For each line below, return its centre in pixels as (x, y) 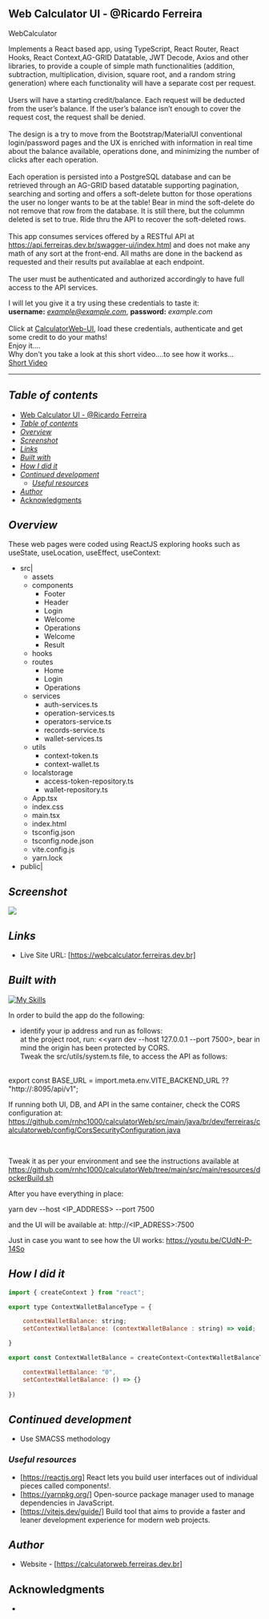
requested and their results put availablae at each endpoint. (106, 261)
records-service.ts (74, 731)
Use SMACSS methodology (65, 1439)
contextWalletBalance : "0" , (69, 1372)
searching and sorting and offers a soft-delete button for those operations (130, 193)
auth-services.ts (71, 705)
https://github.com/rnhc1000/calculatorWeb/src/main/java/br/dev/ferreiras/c (134, 1121)
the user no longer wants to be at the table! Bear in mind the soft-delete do (131, 202)
